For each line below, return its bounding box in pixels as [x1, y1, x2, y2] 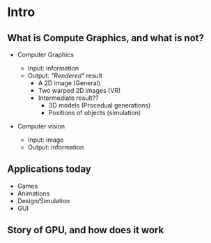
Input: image [27, 135, 64, 144]
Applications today [7, 163, 92, 175]
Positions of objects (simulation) [48, 109, 141, 117]
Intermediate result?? [38, 94, 99, 102]
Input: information [27, 64, 79, 72]
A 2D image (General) [38, 79, 101, 87]
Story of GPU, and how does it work [7, 224, 164, 236]
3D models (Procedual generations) [48, 101, 151, 109]
